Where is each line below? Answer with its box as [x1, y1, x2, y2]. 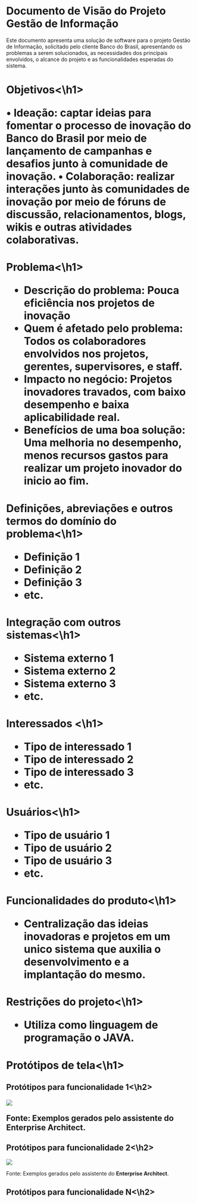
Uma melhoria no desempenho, [23, 436, 182, 449]
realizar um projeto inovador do [23, 461, 183, 475]
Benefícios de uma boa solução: [23, 423, 186, 437]
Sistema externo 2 [23, 664, 116, 678]
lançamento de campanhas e [6, 145, 152, 158]
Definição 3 [23, 576, 82, 589]
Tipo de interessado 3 [23, 765, 134, 779]
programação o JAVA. [23, 1031, 135, 1045]
